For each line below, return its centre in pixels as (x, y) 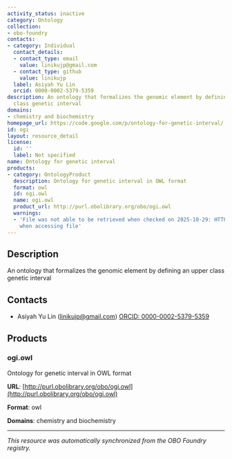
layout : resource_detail (43, 136)
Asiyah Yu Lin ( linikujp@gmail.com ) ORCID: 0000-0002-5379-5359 (113, 316)
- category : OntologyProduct (49, 174)
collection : (24, 26)
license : (20, 143)
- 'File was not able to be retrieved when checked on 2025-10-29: (113, 219)
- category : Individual (41, 46)
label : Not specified (45, 155)
